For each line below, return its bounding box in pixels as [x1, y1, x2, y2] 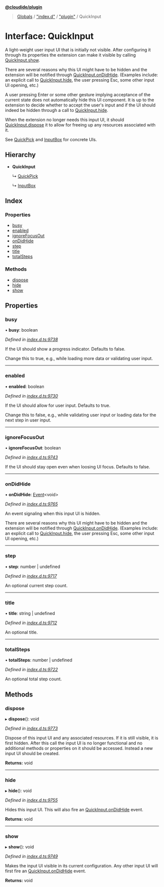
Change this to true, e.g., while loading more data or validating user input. [5, 356, 153, 361]
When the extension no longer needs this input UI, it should [5, 117, 124, 123]
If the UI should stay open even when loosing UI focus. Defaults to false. [5, 464, 150, 470]
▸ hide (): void [5, 788, 32, 794]
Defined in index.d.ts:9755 [5, 797, 58, 803]
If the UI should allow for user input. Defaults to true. [5, 402, 111, 408]
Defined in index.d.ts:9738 [5, 337, 58, 342]
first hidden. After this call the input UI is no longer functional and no [5, 740, 143, 746]
